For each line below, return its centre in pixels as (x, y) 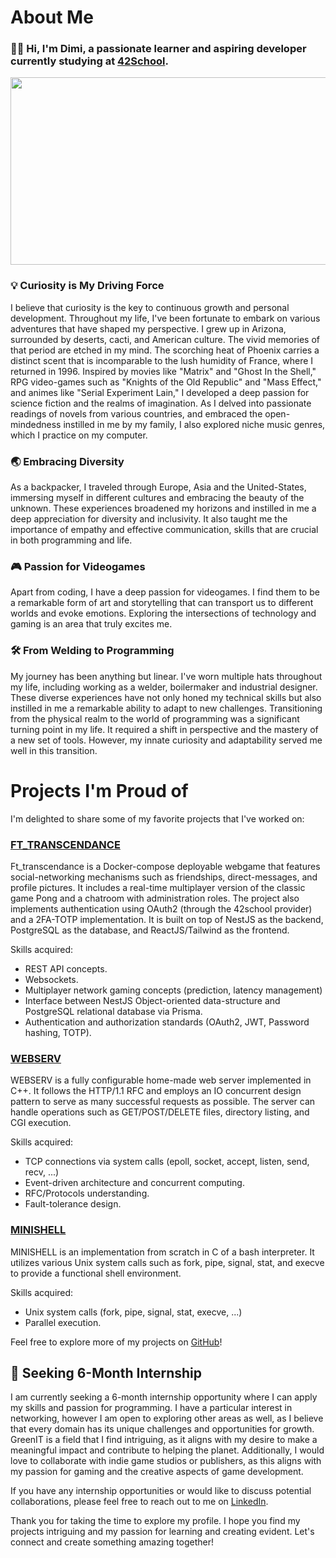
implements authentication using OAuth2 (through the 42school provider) (161, 908)
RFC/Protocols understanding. (87, 1193)
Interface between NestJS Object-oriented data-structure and (152, 1000)
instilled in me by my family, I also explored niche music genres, (194, 424)
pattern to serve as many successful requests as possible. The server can (163, 1102)
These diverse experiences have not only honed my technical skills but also (166, 697)
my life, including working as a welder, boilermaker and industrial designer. (164, 687)
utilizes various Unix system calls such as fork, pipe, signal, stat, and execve (167, 1262)
